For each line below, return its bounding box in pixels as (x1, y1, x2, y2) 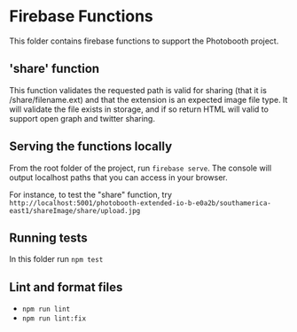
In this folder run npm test (9, 254, 104, 265)
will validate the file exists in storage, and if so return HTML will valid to (9, 104, 269, 115)
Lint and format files (9, 280, 123, 295)
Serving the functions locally (9, 139, 173, 154)
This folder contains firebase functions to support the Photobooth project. (9, 36, 279, 46)
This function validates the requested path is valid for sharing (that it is (9, 84, 268, 95)
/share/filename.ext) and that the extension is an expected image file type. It (9, 94, 288, 105)
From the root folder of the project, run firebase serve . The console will (9, 162, 272, 173)
